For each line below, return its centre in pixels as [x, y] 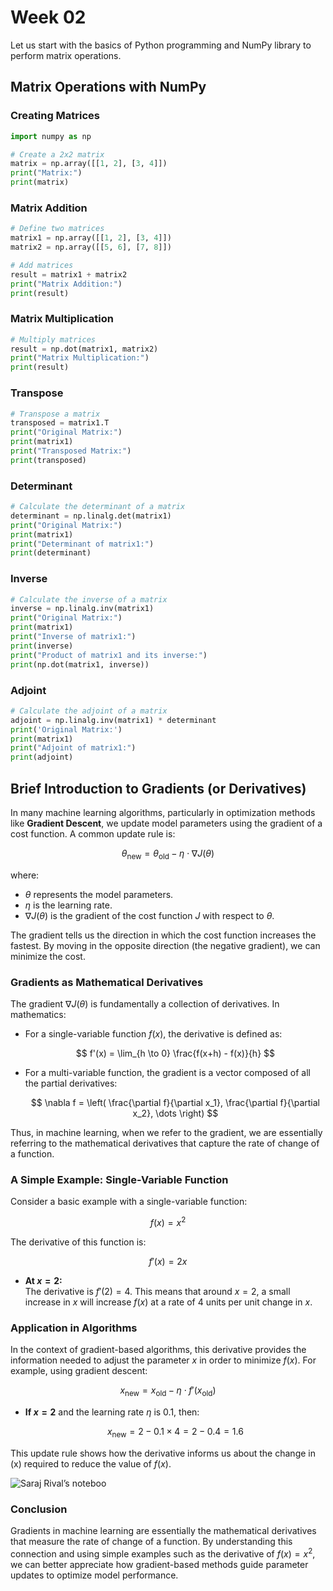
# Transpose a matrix [55, 414]
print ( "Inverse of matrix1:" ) [73, 637]
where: [25, 875]
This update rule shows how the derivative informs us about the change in [163, 1453]
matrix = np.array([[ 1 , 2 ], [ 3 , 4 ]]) [89, 164]
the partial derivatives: [71, 1083]
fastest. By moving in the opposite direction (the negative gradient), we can [165, 945]
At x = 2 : [43, 1281]
